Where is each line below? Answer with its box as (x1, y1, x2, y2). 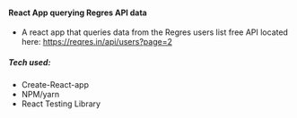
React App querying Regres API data (8, 7, 147, 18)
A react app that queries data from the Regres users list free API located (21, 27, 289, 38)
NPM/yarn (21, 89, 60, 100)
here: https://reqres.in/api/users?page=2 (21, 37, 172, 47)
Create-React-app (21, 80, 89, 90)
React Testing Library (21, 98, 100, 109)
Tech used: (8, 56, 51, 67)
